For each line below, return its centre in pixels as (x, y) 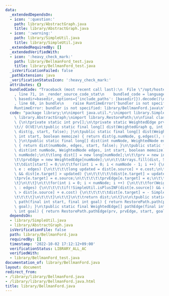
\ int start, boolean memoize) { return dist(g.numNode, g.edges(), (88, 136)
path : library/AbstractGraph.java (50, 24)
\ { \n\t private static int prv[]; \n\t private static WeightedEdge (85, 122)
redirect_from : (21, 272)
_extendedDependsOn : (31, 15)
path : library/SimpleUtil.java (47, 38)
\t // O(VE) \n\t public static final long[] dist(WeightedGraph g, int (89, 127)
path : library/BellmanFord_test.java (54, 61)
